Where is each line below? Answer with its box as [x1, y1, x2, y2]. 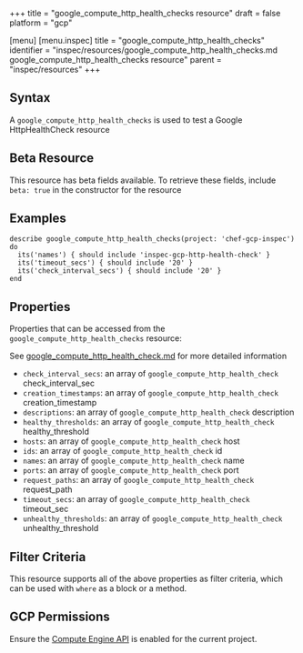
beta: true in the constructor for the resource [9, 184, 182, 195]
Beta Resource [9, 150, 95, 166]
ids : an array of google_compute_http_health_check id [22, 446, 223, 457]
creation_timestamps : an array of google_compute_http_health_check [22, 387, 279, 398]
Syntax [9, 90, 51, 105]
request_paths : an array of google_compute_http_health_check [22, 475, 255, 486]
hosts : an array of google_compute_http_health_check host [22, 436, 240, 447]
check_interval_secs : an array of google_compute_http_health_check [22, 368, 279, 379]
